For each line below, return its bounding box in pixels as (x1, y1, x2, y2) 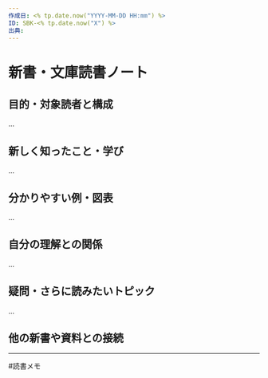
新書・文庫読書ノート (8, 63, 149, 81)
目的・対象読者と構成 (8, 97, 113, 111)
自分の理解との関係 (8, 238, 103, 251)
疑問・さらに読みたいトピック (8, 285, 156, 298)
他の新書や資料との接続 (8, 332, 124, 345)
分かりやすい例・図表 (8, 191, 113, 204)
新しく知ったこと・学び (8, 144, 124, 158)
